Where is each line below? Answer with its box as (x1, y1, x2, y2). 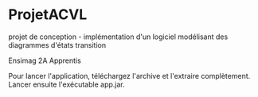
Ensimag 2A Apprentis (8, 56, 81, 65)
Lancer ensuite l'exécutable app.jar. (8, 80, 125, 89)
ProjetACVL (8, 6, 88, 24)
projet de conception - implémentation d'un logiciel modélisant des (8, 32, 229, 41)
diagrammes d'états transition (8, 40, 106, 49)
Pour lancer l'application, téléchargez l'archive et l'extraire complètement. (8, 71, 251, 80)
